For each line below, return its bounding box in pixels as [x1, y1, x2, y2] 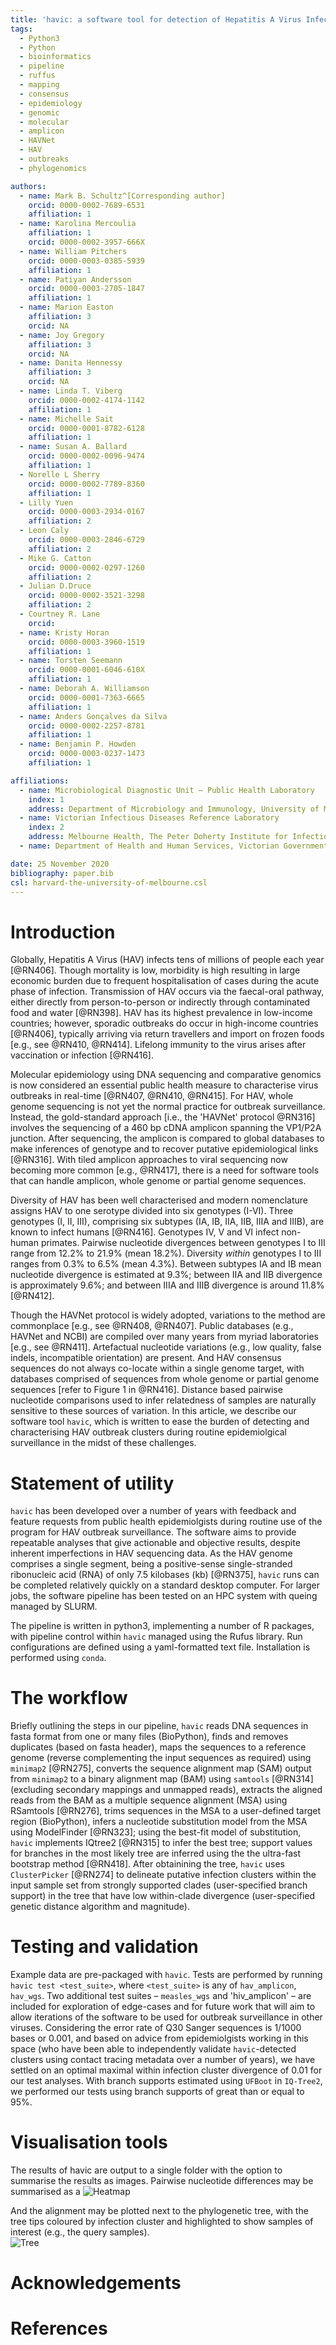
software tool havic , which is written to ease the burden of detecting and [10, 1416, 310, 1428]
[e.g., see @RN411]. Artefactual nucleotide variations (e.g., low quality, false [10, 1341, 322, 1353]
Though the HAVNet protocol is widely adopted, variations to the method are [10, 1309, 326, 1321]
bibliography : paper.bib [10, 868, 114, 878]
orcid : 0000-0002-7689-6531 [28, 200, 145, 210]
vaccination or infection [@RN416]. [10, 1049, 154, 1061]
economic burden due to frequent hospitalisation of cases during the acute [10, 975, 320, 987]
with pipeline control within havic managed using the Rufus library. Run [10, 1631, 303, 1643]
